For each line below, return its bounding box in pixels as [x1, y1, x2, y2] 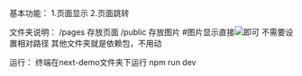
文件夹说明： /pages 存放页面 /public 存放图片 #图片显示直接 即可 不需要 [9, 27, 286, 38]
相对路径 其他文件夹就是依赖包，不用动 [16, 38, 162, 48]
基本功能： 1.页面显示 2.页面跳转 [9, 8, 130, 18]
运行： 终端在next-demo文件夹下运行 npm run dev [9, 57, 197, 67]
